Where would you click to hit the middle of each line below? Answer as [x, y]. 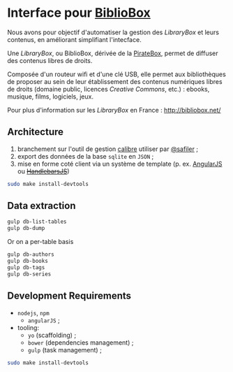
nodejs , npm [33, 313]
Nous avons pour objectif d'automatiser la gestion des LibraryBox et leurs [113, 32]
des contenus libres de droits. [50, 60]
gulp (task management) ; [65, 350]
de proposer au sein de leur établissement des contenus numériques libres [115, 81]
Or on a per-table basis [40, 242]
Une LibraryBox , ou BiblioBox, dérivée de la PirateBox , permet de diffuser [113, 53]
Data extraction [42, 206]
